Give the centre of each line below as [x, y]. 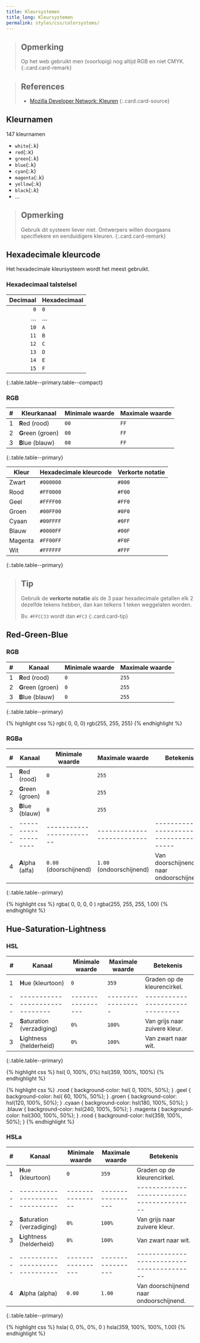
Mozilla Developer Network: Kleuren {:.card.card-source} [100, 101]
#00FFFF [50, 521]
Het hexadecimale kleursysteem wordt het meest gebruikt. [78, 269]
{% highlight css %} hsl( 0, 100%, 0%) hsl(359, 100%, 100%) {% [85, 1072]
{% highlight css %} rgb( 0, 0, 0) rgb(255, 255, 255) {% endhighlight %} [94, 723]
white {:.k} [27, 145]
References [43, 86]
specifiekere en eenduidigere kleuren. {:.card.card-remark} [93, 236]
